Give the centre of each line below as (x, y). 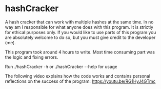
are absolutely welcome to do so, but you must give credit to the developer (80, 37)
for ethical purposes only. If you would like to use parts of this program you (80, 32)
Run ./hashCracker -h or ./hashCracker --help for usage (61, 67)
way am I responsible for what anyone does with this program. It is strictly (79, 27)
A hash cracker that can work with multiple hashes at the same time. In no (79, 22)
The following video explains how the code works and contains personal (78, 76)
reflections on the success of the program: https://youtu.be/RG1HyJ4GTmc (80, 81)
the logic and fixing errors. (32, 57)
